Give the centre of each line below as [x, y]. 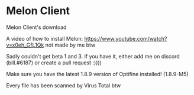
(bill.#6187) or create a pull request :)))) [54, 63]
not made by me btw [70, 45]
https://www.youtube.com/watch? [126, 38]
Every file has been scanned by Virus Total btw [64, 85]
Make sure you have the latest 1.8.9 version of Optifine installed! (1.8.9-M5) [97, 74]
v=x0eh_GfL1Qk [25, 45]
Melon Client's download [36, 27]
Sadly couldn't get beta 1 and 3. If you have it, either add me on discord [93, 56]
